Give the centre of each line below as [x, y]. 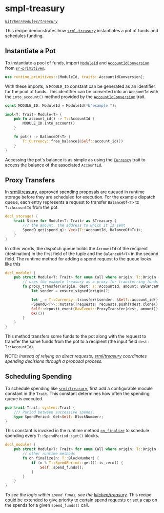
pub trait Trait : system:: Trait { [40, 408]
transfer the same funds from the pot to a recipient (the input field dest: [77, 341]
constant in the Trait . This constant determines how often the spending [77, 394]
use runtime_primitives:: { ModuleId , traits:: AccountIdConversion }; [75, 77]
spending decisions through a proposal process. [54, 361]
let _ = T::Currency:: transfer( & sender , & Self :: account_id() [95, 300]
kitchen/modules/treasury [31, 21]
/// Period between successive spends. [54, 412]
